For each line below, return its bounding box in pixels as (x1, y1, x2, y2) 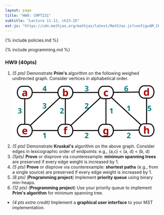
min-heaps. (12, 180, 36, 186)
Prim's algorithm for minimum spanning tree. (12, 190, 103, 196)
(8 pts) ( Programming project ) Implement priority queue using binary (12, 174, 153, 180)
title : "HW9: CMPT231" (5, 13, 51, 18)
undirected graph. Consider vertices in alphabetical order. (12, 75, 128, 81)
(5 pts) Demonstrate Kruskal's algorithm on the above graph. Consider (12, 143, 155, 149)
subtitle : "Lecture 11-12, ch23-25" (5, 18, 80, 23)
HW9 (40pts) (5, 59, 37, 66)
